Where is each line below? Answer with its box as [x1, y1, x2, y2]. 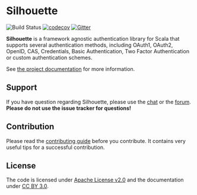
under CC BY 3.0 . [6, 183, 49, 190]
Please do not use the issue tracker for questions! [6, 105, 132, 112]
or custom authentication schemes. [6, 54, 93, 61]
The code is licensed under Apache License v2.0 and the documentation [6, 176, 184, 184]
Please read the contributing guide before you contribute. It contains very [6, 137, 186, 144]
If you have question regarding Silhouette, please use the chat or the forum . [6, 98, 191, 105]
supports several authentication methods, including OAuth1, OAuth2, [6, 41, 173, 48]
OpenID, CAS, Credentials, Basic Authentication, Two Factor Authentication [6, 47, 190, 54]
